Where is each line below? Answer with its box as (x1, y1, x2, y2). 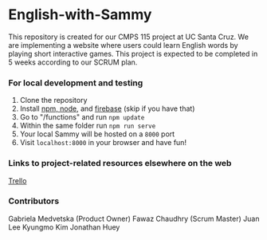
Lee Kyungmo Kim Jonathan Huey (8, 222, 120, 232)
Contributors (8, 195, 60, 207)
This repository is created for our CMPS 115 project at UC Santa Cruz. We (8, 32, 249, 41)
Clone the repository (19, 96, 88, 105)
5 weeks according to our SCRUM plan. (8, 57, 138, 67)
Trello (8, 175, 27, 185)
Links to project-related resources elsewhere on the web (8, 158, 232, 169)
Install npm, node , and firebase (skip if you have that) (19, 104, 195, 113)
